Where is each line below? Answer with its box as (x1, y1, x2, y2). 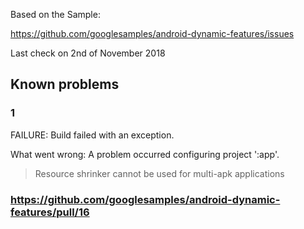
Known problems (10, 76, 120, 93)
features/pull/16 (10, 205, 90, 219)
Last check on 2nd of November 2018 (10, 47, 166, 59)
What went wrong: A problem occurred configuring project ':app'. (10, 148, 280, 160)
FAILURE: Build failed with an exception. (10, 129, 175, 141)
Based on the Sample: (10, 9, 101, 20)
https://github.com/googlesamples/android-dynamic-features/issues (10, 28, 295, 39)
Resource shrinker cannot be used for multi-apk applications (34, 167, 285, 179)
